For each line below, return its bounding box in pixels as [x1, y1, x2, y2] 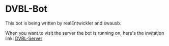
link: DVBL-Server [5, 35, 42, 41]
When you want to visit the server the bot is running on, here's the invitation [5, 30, 164, 36]
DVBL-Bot [5, 3, 47, 15]
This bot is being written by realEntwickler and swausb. [5, 20, 121, 26]
